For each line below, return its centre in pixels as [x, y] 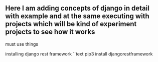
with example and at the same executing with [77, 16]
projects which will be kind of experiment [71, 24]
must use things [22, 44]
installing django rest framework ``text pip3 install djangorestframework [79, 54]
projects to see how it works [50, 32]
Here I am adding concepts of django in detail [77, 8]
